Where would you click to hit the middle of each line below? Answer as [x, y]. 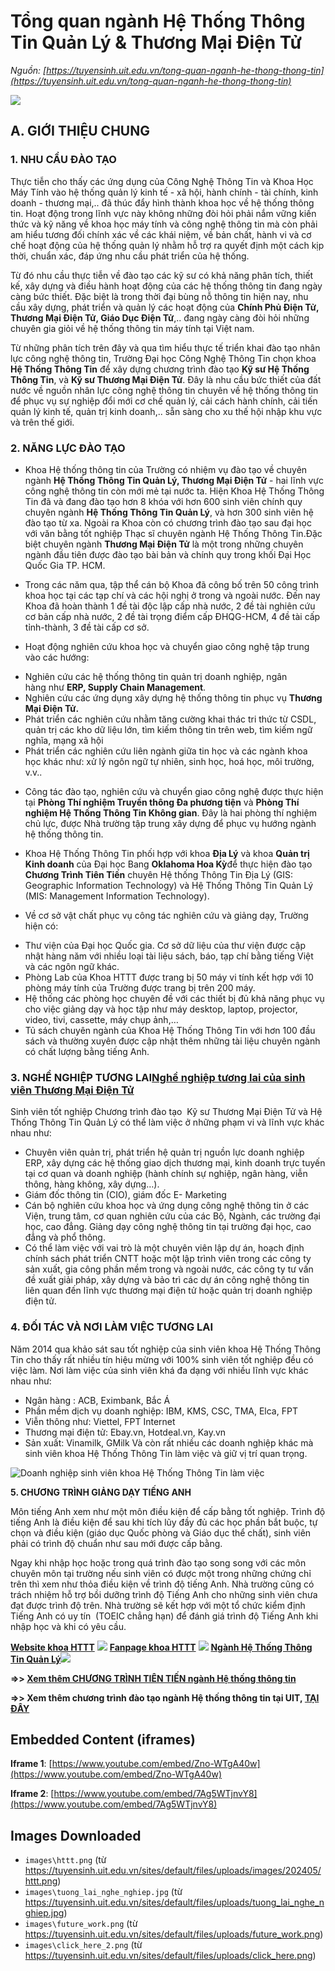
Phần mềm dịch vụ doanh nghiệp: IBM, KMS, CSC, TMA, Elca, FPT [161, 1411]
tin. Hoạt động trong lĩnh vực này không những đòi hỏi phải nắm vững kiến [163, 213]
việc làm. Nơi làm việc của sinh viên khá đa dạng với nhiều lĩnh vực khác [159, 1370]
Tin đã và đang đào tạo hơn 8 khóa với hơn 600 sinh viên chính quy [163, 501]
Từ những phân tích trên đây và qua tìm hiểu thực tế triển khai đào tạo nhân [165, 347]
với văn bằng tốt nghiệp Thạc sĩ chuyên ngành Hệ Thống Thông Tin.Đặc [173, 533]
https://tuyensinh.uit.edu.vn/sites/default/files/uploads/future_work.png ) [174, 1934]
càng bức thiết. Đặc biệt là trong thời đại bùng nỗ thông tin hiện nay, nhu [159, 296]
